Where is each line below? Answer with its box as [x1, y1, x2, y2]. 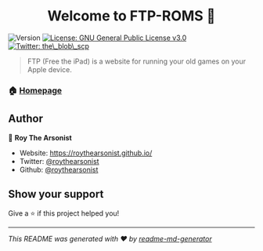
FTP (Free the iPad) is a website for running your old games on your [27, 56, 247, 66]
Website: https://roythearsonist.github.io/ [19, 148, 153, 158]
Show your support [8, 187, 104, 201]
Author [8, 112, 43, 125]
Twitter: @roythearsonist [19, 156, 99, 166]
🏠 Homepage [8, 85, 63, 96]
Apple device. [27, 64, 73, 74]
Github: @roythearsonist [19, 165, 99, 174]
